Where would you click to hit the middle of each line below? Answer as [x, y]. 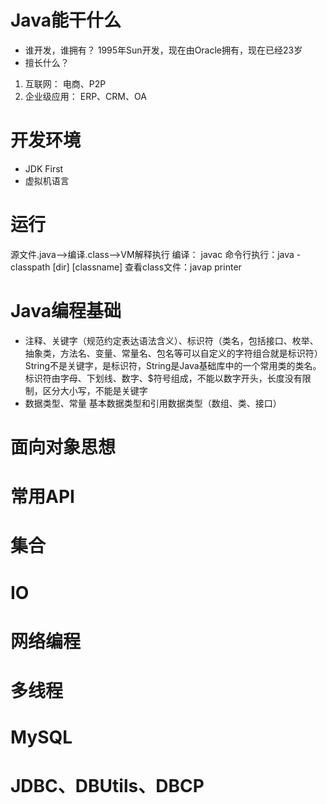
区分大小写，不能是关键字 [95, 390]
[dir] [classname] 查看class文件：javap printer [147, 267]
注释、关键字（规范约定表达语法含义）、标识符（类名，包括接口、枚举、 [171, 340]
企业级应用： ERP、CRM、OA [85, 96]
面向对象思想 [63, 447]
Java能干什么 [66, 20]
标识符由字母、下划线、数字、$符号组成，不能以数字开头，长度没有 [163, 378]
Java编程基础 [66, 311]
